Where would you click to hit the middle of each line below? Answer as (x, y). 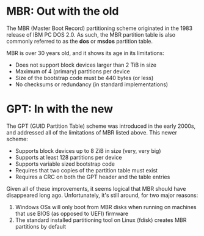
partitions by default (40, 226)
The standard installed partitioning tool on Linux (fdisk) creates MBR (101, 220)
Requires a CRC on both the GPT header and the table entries (93, 177)
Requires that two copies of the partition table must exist (86, 170)
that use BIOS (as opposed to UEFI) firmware (72, 213)
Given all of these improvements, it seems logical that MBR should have (96, 188)
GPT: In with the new (60, 109)
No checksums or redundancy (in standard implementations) (92, 84)
